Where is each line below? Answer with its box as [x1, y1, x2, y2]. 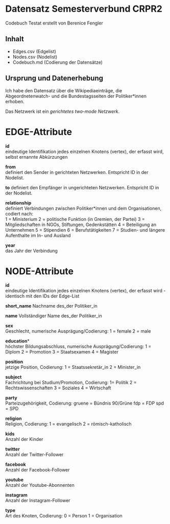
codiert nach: [5, 210, 33, 217]
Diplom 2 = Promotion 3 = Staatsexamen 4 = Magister [5, 349, 119, 355]
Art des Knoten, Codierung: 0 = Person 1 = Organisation [5, 513, 123, 519]
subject [5, 374, 22, 380]
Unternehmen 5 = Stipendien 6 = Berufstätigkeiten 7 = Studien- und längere [5, 227, 165, 233]
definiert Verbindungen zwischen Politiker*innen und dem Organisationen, [5, 205, 162, 211]
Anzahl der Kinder [5, 436, 43, 442]
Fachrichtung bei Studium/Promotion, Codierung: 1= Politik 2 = [5, 380, 137, 386]
